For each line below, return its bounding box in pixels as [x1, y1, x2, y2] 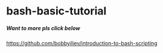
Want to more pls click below [6, 24, 80, 31]
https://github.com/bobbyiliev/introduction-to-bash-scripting [6, 40, 158, 47]
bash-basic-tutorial [6, 4, 107, 18]
